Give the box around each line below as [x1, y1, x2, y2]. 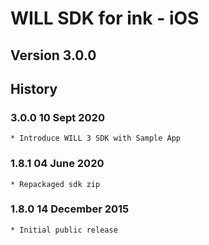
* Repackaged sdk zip [10, 179, 101, 189]
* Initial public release [10, 225, 118, 235]
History [10, 80, 58, 97]
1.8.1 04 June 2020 [10, 157, 105, 171]
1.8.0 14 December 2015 [10, 202, 130, 216]
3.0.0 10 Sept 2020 [10, 110, 105, 124]
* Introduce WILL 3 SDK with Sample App [10, 133, 182, 144]
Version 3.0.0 [10, 47, 97, 64]
